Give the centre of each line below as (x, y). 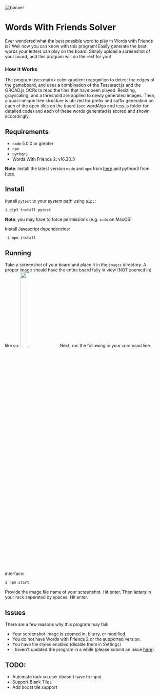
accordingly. (18, 116)
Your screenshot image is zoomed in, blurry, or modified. (69, 634)
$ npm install (21, 238)
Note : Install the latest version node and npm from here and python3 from (77, 168)
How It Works (21, 69)
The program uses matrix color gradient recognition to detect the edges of (80, 80)
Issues (15, 612)
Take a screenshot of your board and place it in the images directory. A (76, 265)
